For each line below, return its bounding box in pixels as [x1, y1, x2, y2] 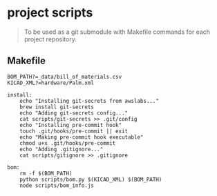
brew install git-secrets [19, 104, 95, 110]
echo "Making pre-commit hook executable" [19, 133, 144, 141]
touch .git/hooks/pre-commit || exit [19, 128, 129, 135]
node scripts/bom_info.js [19, 182, 95, 189]
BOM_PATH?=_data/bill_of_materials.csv [7, 73, 122, 80]
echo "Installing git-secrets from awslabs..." [19, 97, 159, 104]
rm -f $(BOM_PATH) [19, 170, 73, 177]
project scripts [7, 5, 93, 21]
